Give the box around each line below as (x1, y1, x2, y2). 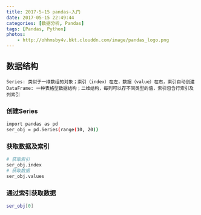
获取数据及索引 (6, 142, 50, 151)
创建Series (6, 107, 38, 115)
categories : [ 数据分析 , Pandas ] (6, 20, 85, 26)
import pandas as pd (6, 121, 59, 128)
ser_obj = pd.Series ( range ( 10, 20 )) (6, 126, 99, 132)
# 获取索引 (6, 156, 30, 163)
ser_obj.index (6, 162, 42, 168)
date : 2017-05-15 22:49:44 (6, 15, 74, 21)
